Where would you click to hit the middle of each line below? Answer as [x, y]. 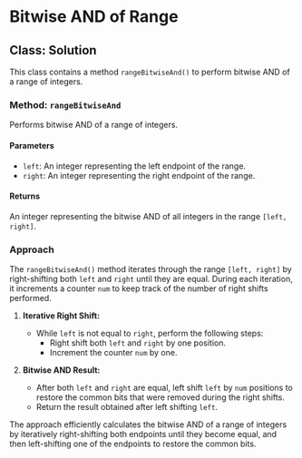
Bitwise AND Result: [61, 370]
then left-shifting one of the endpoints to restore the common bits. [133, 443]
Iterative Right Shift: [61, 316]
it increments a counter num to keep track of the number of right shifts [139, 288]
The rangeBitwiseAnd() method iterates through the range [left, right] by [151, 269]
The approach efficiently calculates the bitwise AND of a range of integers [148, 424]
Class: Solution [53, 50]
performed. [30, 298]
